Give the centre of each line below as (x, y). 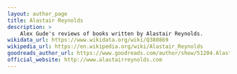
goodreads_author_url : (41, 54)
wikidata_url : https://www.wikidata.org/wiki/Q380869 (88, 40)
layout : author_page (38, 14)
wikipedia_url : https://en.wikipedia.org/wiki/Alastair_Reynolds (105, 47)
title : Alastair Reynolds (45, 20)
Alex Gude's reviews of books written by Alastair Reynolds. (111, 33)
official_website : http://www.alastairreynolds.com (85, 60)
